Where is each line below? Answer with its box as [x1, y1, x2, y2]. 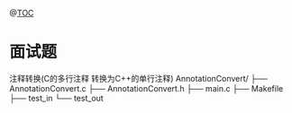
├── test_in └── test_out [9, 92, 104, 103]
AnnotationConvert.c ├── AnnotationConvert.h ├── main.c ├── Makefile [9, 83, 284, 93]
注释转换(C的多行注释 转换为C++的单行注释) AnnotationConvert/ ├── [9, 73, 269, 83]
